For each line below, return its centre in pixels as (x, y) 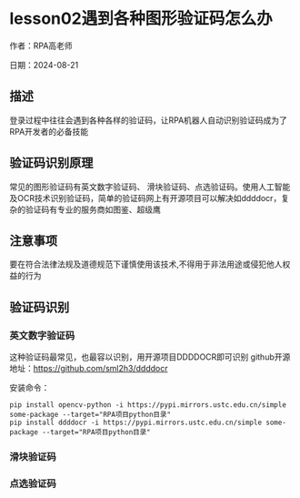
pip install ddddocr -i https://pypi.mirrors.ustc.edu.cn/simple (135, 423)
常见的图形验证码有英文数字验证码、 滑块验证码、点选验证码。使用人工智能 (150, 187)
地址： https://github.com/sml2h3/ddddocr (89, 369)
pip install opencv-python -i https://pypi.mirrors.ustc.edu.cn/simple (148, 405)
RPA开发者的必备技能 (49, 131)
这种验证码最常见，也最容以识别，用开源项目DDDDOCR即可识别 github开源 (150, 357)
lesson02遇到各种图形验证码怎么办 (141, 19)
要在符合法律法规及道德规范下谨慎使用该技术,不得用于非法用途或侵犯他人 (146, 264)
